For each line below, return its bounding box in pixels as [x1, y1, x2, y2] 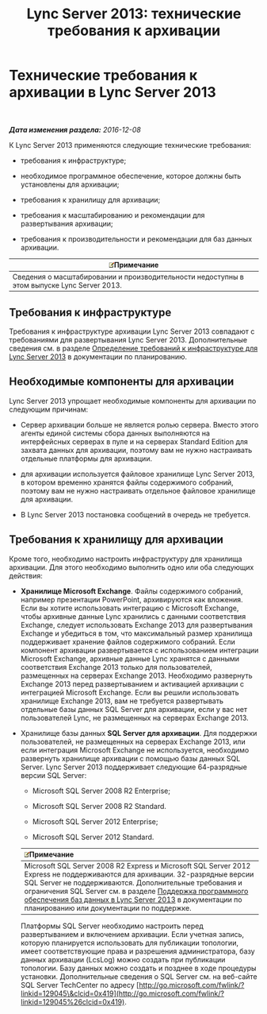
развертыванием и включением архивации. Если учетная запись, [20, 929, 245, 939]
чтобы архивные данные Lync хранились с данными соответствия [20, 611, 246, 621]
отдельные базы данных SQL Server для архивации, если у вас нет [20, 704, 248, 714]
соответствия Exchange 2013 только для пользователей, [20, 662, 212, 671]
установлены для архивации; [20, 180, 120, 189]
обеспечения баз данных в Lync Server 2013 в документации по [24, 895, 242, 904]
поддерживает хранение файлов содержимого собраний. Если [20, 637, 236, 646]
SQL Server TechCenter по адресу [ [20, 980, 139, 989]
